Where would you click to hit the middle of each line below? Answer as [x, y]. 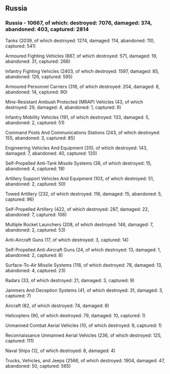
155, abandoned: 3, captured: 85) [40, 138]
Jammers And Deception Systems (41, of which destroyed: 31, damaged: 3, [84, 290]
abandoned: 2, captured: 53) [35, 230]
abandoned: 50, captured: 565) [38, 366]
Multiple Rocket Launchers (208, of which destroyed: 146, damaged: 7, [79, 224]
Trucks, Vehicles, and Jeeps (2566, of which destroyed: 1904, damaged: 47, [85, 360]
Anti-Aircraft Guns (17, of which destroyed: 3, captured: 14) [67, 240]
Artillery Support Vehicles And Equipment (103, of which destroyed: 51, [80, 178]
